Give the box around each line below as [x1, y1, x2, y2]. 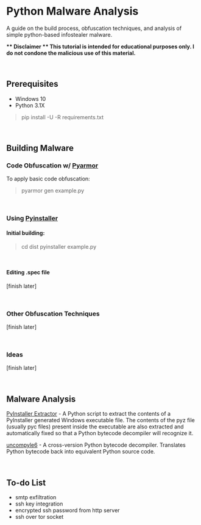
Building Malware [6, 143, 74, 153]
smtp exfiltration [15, 493, 57, 501]
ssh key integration [15, 500, 63, 507]
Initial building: [6, 229, 45, 237]
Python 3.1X [15, 101, 45, 109]
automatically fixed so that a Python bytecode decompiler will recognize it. [6, 430, 194, 437]
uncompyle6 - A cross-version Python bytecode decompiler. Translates [6, 441, 186, 449]
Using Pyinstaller [6, 214, 58, 222]
